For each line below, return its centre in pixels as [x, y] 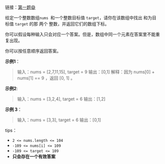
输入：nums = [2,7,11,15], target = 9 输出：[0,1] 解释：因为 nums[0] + [86, 72]
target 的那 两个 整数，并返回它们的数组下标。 [62, 24]
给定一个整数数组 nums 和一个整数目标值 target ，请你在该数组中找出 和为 [79, 18]
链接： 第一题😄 [20, 7]
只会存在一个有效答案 [34, 156]
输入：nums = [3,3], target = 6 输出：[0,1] [59, 120]
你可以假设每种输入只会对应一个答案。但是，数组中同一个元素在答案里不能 [80, 34]
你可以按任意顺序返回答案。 [33, 51]
